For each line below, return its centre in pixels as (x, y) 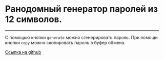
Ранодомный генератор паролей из (82, 9)
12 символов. (33, 19)
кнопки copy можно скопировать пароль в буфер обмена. (65, 42)
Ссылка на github (23, 52)
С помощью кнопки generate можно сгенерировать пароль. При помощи (81, 37)
